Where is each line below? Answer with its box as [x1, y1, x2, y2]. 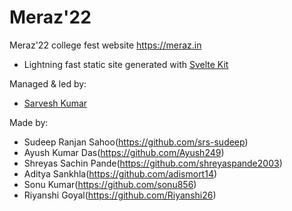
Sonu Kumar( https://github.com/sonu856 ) [23, 178, 197, 190]
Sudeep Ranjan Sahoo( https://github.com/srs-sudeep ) [23, 136, 249, 148]
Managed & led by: [9, 77, 87, 90]
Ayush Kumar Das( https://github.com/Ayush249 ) [23, 146, 225, 158]
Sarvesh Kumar [23, 97, 88, 109]
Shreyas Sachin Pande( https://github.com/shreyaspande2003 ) [23, 157, 283, 169]
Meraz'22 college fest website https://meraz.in [9, 39, 202, 51]
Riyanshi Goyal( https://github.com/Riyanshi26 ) [23, 189, 217, 201]
